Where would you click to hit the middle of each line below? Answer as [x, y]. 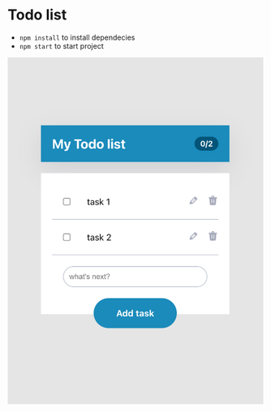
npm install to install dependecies [77, 37]
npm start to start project [61, 45]
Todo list [37, 15]
